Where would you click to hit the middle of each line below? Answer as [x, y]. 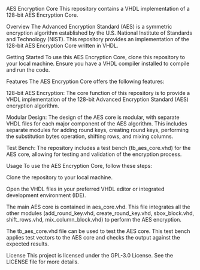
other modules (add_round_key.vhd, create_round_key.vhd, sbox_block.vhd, [100, 213]
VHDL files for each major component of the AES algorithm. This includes [97, 124]
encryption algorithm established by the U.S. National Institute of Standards [99, 33]
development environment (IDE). [46, 195]
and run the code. [28, 70]
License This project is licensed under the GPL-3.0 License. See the [90, 255]
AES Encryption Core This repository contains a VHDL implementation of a [98, 9]
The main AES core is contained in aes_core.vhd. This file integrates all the [98, 207]
